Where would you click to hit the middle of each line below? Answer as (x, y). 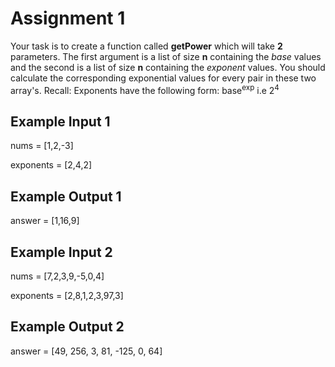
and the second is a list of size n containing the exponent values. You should (168, 67)
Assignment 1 (68, 18)
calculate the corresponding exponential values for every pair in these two (163, 78)
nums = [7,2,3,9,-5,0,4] (57, 276)
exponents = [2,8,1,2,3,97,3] (67, 296)
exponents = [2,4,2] (51, 165)
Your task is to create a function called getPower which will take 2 (146, 46)
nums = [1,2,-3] (42, 146)
